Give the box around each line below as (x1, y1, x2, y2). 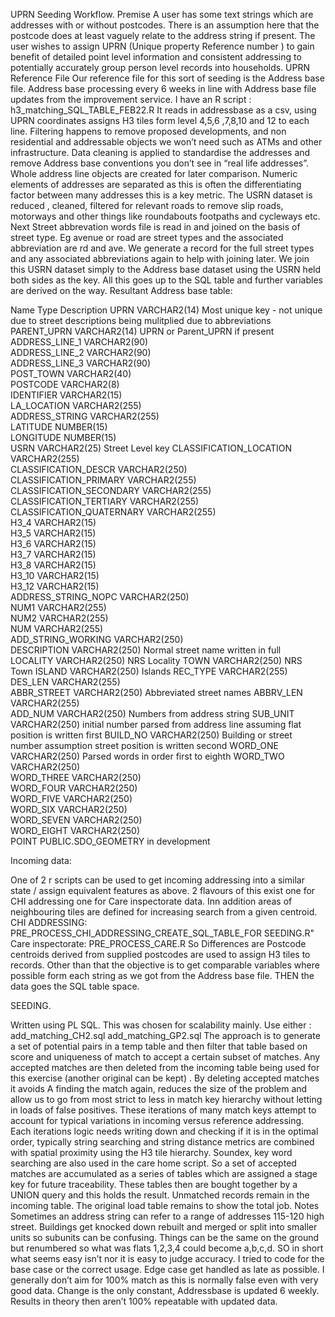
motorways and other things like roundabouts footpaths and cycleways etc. (10, 210, 321, 222)
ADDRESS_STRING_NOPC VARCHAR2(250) (10, 591, 190, 603)
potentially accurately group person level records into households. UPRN (10, 62, 311, 73)
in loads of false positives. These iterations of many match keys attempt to (10, 1104, 317, 1116)
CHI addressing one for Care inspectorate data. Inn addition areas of (10, 895, 293, 907)
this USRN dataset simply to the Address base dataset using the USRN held (10, 264, 322, 275)
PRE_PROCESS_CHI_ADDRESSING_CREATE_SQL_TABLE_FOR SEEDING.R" (10, 927, 315, 939)
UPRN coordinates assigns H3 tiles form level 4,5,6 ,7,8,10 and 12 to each (10, 115, 310, 126)
